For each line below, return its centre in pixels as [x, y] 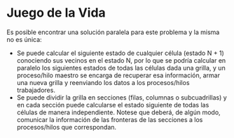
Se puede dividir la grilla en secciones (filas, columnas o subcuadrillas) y [122, 97]
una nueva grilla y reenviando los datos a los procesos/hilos [103, 82]
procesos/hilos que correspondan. [67, 127]
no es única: [25, 39]
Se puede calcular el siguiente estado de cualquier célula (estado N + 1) [121, 53]
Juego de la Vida [56, 13]
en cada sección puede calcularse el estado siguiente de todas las [113, 105]
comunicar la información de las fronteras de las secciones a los [110, 119]
